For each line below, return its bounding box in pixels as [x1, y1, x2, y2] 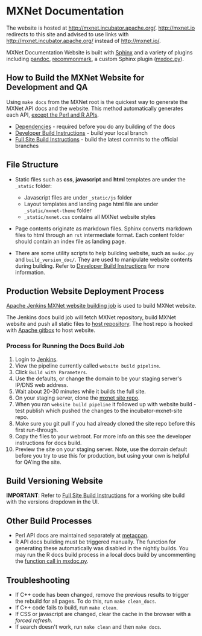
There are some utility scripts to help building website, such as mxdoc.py [14, 249, 194, 256]
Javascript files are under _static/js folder [24, 193, 133, 201]
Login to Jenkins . [14, 355, 58, 363]
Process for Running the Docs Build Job [6, 342, 125, 350]
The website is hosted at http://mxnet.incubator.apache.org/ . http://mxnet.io [6, 24, 195, 31]
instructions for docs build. [14, 439, 82, 446]
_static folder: [14, 182, 52, 189]
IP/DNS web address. [14, 381, 69, 388]
